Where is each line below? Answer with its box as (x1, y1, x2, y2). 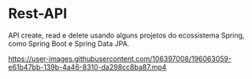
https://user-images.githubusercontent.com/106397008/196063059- (8, 54, 232, 63)
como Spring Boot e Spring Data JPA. (8, 38, 130, 48)
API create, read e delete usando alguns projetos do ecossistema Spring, (8, 31, 245, 40)
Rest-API (8, 5, 68, 23)
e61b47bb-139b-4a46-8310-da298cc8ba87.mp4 (8, 62, 167, 71)
